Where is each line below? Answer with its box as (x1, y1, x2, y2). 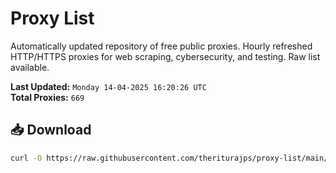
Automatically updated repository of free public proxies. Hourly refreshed (10, 40, 313, 52)
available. (10, 61, 50, 73)
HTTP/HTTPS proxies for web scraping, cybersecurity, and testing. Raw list (10, 50, 321, 62)
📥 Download (10, 122, 92, 139)
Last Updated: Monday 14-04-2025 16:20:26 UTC (10, 80, 207, 92)
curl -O (10, 153, 43, 163)
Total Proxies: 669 (10, 91, 85, 103)
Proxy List (10, 7, 95, 30)
